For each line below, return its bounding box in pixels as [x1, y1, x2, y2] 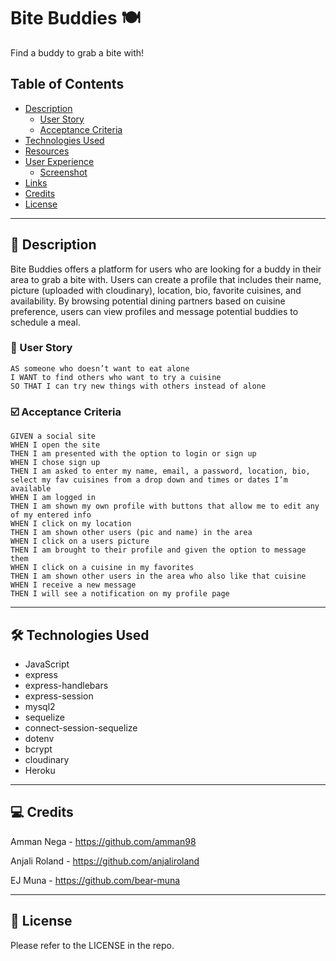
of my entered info [10, 510, 92, 520]
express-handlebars [24, 679, 109, 691]
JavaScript [24, 658, 70, 670]
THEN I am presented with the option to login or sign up [10, 449, 257, 459]
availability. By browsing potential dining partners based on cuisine [10, 295, 286, 307]
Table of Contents [10, 76, 125, 93]
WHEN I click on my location [10, 519, 132, 529]
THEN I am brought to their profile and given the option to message [10, 545, 307, 555]
